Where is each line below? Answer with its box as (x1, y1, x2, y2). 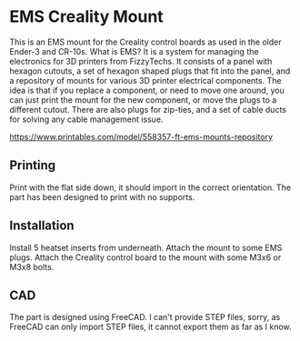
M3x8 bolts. (9, 261, 55, 272)
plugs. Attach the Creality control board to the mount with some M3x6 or (9, 252, 282, 263)
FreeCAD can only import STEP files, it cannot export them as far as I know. (9, 321, 293, 333)
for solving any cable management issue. (9, 114, 164, 125)
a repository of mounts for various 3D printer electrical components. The (9, 75, 282, 85)
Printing (9, 157, 56, 174)
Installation (9, 218, 75, 234)
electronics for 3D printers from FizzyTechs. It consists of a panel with (9, 55, 273, 66)
